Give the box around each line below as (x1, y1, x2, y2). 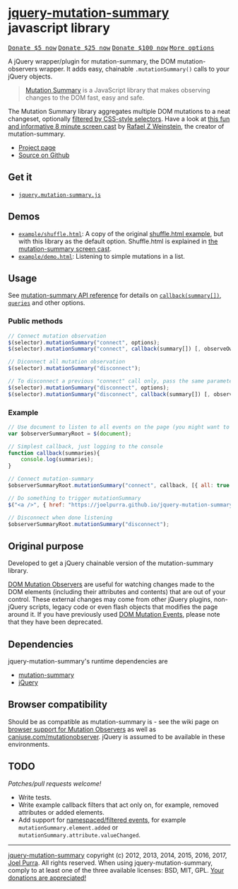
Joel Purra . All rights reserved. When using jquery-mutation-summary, (8, 858, 213, 867)
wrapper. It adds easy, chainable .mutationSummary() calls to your (39, 64, 230, 73)
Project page (18, 143, 56, 151)
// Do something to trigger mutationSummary (8, 494, 141, 501)
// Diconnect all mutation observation (8, 359, 126, 366)
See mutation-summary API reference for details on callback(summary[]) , (8, 291, 222, 300)
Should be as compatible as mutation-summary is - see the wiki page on (8, 717, 220, 726)
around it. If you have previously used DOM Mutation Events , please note (8, 610, 220, 619)
